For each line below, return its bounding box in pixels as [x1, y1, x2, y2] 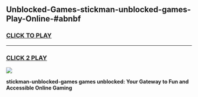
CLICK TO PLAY [6, 32, 52, 40]
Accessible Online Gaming [6, 84, 72, 91]
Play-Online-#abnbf [6, 14, 81, 24]
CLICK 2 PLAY [6, 53, 47, 62]
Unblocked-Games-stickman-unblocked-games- [6, 5, 192, 15]
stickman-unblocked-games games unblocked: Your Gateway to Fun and [6, 78, 189, 85]
